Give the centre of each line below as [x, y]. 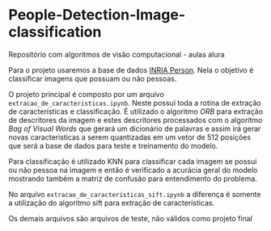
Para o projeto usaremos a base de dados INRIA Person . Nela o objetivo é [131, 69]
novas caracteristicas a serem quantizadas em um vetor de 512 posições [130, 137]
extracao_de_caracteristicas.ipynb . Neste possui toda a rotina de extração [135, 103]
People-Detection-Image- [97, 15]
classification [55, 32]
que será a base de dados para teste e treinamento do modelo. [113, 145]
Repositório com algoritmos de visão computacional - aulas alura [116, 54]
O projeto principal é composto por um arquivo [86, 94]
